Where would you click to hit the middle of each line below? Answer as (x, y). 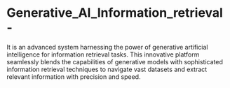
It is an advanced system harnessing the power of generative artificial (107, 47)
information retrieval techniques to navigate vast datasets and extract (107, 69)
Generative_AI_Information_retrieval (115, 13)
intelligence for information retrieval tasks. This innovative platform (103, 54)
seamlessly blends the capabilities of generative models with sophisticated (115, 61)
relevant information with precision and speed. (74, 76)
